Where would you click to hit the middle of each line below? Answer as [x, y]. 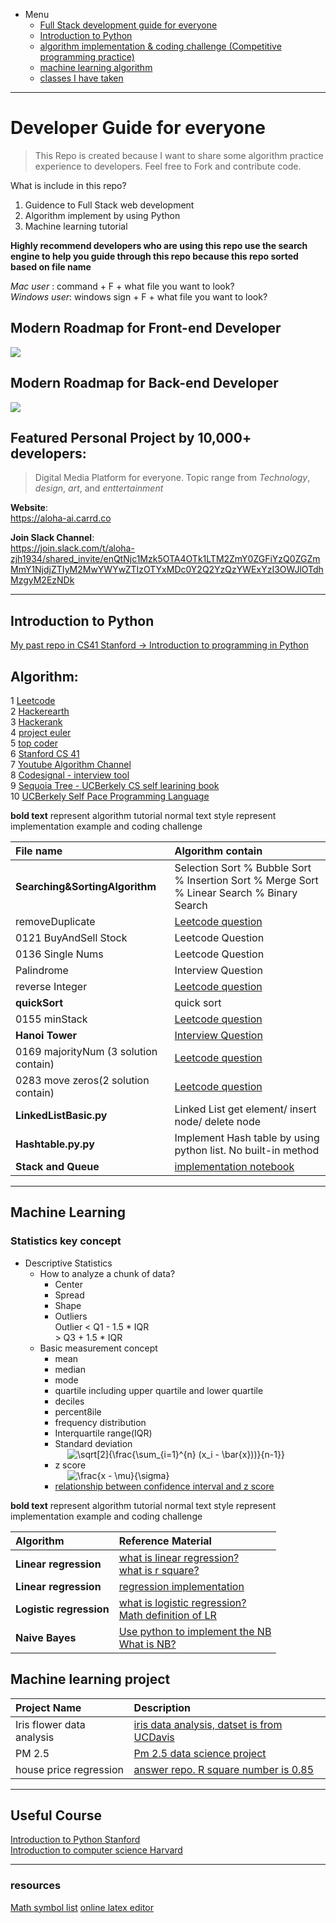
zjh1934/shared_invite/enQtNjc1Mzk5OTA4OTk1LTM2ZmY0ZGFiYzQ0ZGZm [165, 559]
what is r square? [159, 1570]
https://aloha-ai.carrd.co [61, 518]
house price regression [69, 1769]
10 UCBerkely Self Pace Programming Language [110, 796]
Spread [69, 1295]
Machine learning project [90, 1679]
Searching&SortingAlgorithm [86, 886]
